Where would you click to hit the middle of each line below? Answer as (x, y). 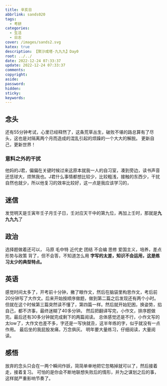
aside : (12, 79)
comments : (15, 70)
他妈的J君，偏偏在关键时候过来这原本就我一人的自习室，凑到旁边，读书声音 (83, 170)
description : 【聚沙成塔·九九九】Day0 (42, 51)
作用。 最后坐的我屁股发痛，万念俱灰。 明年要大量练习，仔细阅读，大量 (78, 329)
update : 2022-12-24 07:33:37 (35, 65)
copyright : (16, 75)
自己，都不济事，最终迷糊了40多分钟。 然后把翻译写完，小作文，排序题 (78, 311)
